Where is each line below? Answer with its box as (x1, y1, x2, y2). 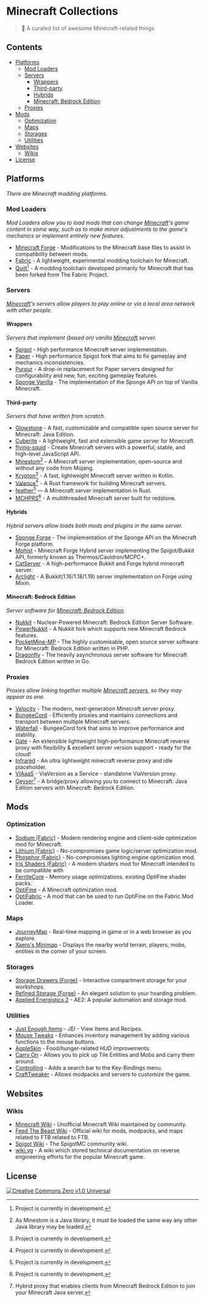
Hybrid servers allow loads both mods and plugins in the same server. (6, 521, 183, 529)
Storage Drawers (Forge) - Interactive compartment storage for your (15, 977, 187, 984)
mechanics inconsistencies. (15, 359, 85, 366)
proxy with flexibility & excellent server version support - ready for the (15, 744, 192, 751)
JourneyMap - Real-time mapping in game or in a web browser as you (15, 928, 192, 935)
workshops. (15, 983, 45, 991)
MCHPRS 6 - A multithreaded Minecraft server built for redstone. (15, 493, 176, 502)
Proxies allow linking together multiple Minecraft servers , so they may (6, 686, 182, 694)
